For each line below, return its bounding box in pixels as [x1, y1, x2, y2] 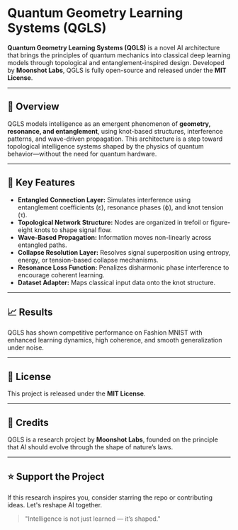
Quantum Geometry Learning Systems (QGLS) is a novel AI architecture [7, 43, 220, 52]
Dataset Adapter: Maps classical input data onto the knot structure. [17, 278, 216, 287]
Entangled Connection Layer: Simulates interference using [17, 195, 191, 204]
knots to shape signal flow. [34, 225, 112, 234]
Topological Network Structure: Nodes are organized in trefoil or [17, 218, 209, 226]
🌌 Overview [7, 100, 59, 113]
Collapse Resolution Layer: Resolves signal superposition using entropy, [17, 248, 231, 256]
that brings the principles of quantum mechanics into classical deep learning [7, 51, 231, 59]
